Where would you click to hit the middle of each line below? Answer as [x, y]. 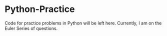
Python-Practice [40, 9]
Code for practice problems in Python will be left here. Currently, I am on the [83, 23]
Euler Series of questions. [31, 28]
